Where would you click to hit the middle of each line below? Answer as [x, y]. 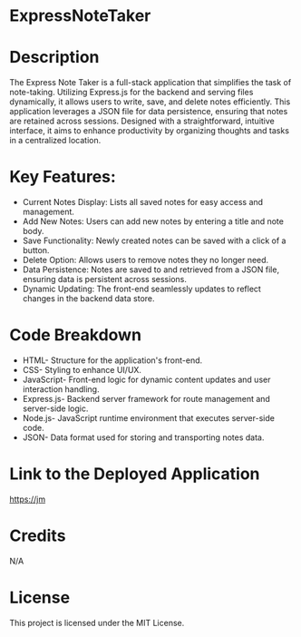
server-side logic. [55, 408]
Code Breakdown [76, 335]
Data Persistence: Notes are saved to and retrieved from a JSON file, [150, 269]
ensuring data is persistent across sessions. [105, 279]
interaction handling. [61, 389]
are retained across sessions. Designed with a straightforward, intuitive [142, 121]
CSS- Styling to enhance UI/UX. [82, 370]
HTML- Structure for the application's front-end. [112, 360]
